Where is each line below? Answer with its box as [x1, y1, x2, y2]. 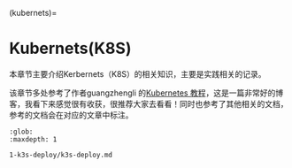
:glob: [9, 127, 34, 136]
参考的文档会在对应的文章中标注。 [9, 110, 134, 120]
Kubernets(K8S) [9, 39, 132, 58]
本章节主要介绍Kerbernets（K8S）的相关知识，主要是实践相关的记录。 [9, 68, 267, 79]
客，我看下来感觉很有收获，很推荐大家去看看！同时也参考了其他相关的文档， [9, 98, 288, 109]
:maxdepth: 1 [9, 134, 58, 144]
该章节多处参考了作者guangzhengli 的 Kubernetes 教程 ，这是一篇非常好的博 [9, 88, 284, 98]
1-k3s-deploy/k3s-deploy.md [9, 150, 113, 159]
